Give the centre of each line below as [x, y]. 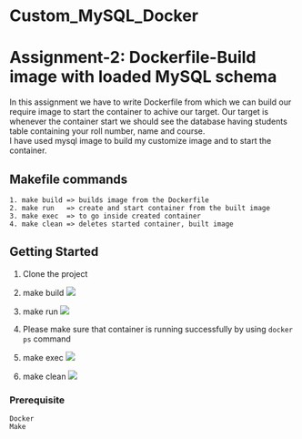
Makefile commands [69, 179]
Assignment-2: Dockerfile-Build [133, 58]
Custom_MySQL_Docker [104, 16]
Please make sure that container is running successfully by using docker [158, 329]
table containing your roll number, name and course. [107, 131]
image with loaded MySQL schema [143, 77]
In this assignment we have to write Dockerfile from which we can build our [151, 102]
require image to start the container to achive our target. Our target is [139, 112]
